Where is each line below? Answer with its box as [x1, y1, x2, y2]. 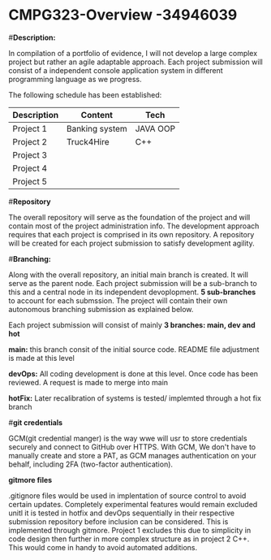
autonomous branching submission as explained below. [8, 304, 194, 314]
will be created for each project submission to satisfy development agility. [8, 238, 255, 248]
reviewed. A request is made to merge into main [8, 377, 169, 387]
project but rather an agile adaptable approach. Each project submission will [8, 57, 264, 67]
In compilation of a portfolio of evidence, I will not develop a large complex [8, 48, 258, 58]
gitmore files [8, 475, 53, 484]
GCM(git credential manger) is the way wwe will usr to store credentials [8, 433, 247, 443]
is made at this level [8, 353, 75, 362]
